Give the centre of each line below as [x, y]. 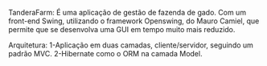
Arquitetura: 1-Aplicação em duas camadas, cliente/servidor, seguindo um [131, 45]
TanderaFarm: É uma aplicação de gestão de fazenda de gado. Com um [127, 12]
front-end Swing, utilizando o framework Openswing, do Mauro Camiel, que [134, 21]
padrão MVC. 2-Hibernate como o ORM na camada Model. [105, 54]
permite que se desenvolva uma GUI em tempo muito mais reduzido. [122, 29]
